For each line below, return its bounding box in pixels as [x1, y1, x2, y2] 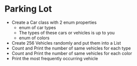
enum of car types [19, 24, 57, 30]
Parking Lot [4, 3, 52, 15]
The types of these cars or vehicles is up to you [19, 30, 115, 35]
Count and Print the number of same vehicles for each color [11, 50, 132, 56]
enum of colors [19, 35, 50, 41]
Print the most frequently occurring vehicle [11, 55, 98, 61]
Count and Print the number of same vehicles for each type [11, 45, 131, 51]
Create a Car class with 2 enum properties [11, 19, 97, 25]
